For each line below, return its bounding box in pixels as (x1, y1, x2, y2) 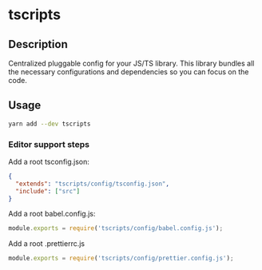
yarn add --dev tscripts (8, 120, 91, 128)
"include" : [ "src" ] (15, 187, 81, 195)
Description (8, 38, 68, 51)
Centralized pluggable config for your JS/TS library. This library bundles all (8, 58, 255, 68)
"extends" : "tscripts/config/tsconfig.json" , (15, 180, 170, 188)
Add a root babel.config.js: (8, 209, 96, 219)
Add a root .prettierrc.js (8, 239, 85, 248)
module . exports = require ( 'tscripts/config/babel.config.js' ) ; (8, 224, 224, 232)
